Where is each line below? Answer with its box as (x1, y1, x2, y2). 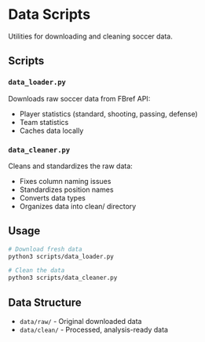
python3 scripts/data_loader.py (8, 252, 114, 260)
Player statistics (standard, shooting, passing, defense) (19, 108, 198, 119)
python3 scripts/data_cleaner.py (8, 274, 118, 282)
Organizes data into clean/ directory (19, 201, 137, 211)
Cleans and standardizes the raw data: (8, 161, 134, 171)
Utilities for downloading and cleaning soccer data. (8, 31, 173, 41)
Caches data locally (19, 126, 84, 135)
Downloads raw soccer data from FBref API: (8, 94, 151, 103)
